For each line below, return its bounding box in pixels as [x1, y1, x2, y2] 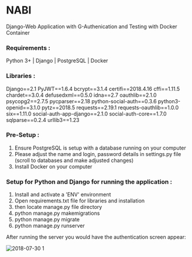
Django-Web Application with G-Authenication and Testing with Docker [6, 23, 177, 30]
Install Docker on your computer [14, 163, 92, 170]
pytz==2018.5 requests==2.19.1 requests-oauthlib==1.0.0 [42, 104, 179, 111]
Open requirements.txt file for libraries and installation [14, 197, 145, 204]
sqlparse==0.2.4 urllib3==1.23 [6, 116, 80, 123]
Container [6, 29, 30, 36]
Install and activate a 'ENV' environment [14, 191, 111, 198]
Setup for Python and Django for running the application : [6, 177, 173, 185]
